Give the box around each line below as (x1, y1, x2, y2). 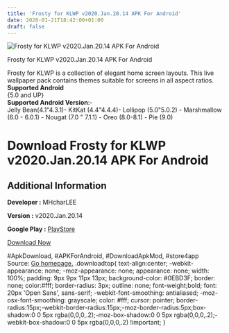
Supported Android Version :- (7, 99, 93, 107)
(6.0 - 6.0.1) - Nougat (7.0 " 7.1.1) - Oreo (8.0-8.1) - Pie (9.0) (7, 113, 173, 121)
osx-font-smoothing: (7, 296, 67, 305)
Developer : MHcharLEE (7, 198, 77, 207)
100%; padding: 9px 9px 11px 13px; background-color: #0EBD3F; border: (7, 274, 216, 282)
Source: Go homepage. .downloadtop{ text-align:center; (7, 259, 168, 268)
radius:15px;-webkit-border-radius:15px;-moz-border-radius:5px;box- (7, 303, 207, 312)
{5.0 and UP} (7, 91, 44, 99)
